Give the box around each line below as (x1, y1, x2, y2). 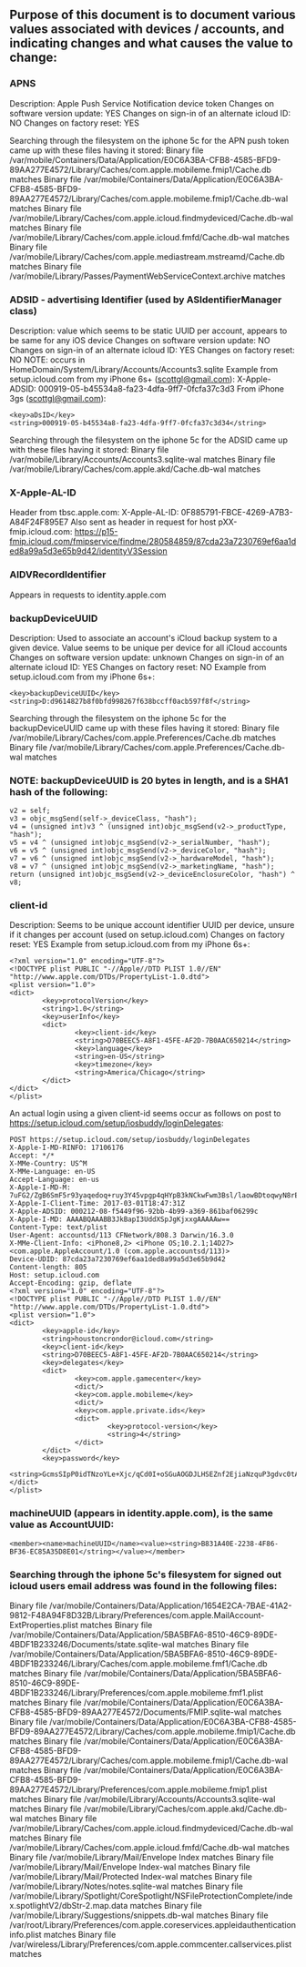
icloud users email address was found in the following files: (9, 1579, 278, 1592)
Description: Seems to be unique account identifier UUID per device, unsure (9, 920, 295, 931)
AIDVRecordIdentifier (9, 568, 107, 581)
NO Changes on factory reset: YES (9, 117, 139, 128)
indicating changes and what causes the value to (9, 36, 293, 51)
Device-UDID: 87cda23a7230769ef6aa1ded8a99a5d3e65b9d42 (9, 1255, 226, 1264)
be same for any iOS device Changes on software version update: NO (9, 334, 270, 345)
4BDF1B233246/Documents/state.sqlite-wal (9, 1639, 175, 1650)
